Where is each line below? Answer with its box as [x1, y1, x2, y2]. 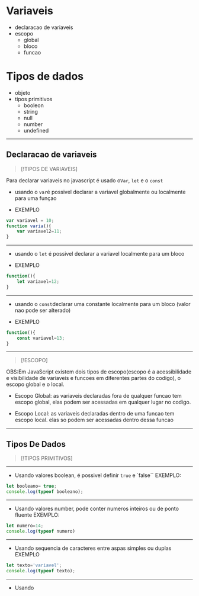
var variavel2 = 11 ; [17, 228, 62, 234]
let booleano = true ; [6, 484, 57, 489]
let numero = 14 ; [6, 523, 44, 529]
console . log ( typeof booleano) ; [6, 489, 84, 495]
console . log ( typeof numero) [6, 528, 76, 534]
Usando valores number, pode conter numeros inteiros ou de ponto [14, 505, 179, 512]
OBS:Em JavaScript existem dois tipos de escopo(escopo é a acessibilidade [6, 368, 192, 375]
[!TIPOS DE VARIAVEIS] [20, 165, 78, 172]
